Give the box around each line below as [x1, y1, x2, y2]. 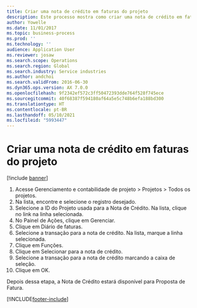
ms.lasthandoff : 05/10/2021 [6, 112, 75, 118]
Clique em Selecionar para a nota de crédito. [15, 248, 123, 255]
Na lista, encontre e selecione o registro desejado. [15, 199, 137, 206]
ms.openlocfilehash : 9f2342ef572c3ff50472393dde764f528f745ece [6, 90, 164, 96]
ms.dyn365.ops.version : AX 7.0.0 [6, 85, 88, 91]
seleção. [15, 261, 36, 268]
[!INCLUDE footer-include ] [6, 296, 69, 303]
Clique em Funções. [15, 242, 64, 249]
